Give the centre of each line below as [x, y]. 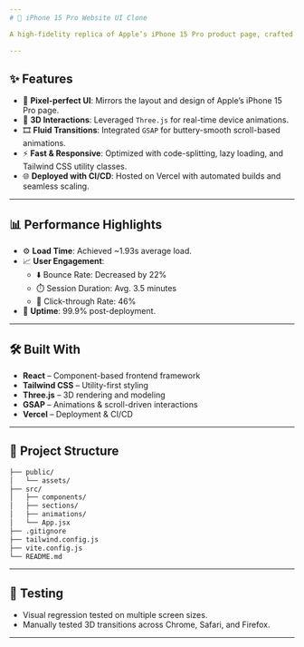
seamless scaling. [56, 186]
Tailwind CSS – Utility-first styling [85, 385]
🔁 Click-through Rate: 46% [86, 301]
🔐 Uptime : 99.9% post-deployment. [89, 311]
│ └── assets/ [40, 480]
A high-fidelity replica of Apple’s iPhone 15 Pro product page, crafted [152, 34]
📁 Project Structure [64, 451]
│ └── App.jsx [40, 523]
